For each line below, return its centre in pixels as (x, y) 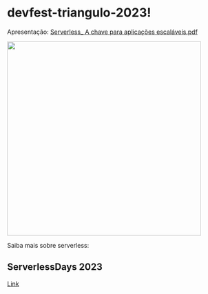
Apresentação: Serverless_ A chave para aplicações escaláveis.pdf (103, 32)
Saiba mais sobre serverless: (48, 245)
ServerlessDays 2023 (55, 267)
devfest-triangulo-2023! (79, 13)
